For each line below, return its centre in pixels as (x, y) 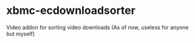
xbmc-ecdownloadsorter (71, 11)
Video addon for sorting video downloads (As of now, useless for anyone (97, 27)
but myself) (21, 33)
